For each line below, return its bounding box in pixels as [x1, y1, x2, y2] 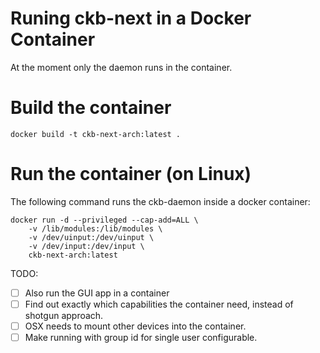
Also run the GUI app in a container [24, 287, 170, 299]
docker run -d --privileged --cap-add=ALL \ [10, 215, 199, 225]
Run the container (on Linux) [10, 163, 252, 186]
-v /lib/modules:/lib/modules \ [28, 223, 163, 234]
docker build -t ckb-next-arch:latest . [10, 129, 182, 139]
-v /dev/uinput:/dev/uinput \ [28, 232, 155, 242]
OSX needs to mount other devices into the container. [24, 320, 247, 332]
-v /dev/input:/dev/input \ [28, 241, 145, 251]
